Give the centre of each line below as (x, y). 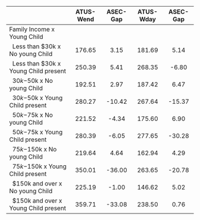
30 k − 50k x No (33, 81)
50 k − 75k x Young (37, 132)
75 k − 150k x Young (39, 166)
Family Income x (32, 29)
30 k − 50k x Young (37, 98)
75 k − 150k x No (35, 149)
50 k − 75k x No (33, 115)
